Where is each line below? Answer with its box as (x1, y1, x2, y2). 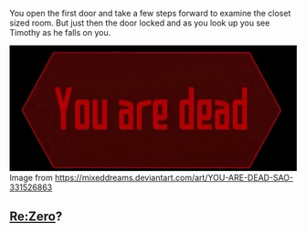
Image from (9, 173, 53, 184)
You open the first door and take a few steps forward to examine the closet (9, 8, 291, 18)
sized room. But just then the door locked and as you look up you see (9, 17, 270, 28)
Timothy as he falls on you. (9, 27, 111, 37)
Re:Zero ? (9, 208, 63, 224)
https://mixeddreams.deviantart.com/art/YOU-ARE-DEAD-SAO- (54, 173, 294, 184)
